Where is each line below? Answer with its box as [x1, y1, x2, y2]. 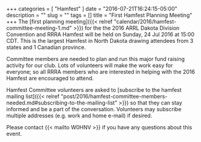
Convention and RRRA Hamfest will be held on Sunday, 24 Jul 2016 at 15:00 [6, 31, 195, 38]
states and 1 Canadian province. [6, 44, 86, 51]
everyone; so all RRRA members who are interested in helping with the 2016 [6, 68, 196, 75]
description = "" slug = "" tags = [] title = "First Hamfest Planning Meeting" [6, 11, 193, 19]
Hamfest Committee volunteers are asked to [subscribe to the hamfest [6, 86, 182, 93]
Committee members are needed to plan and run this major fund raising [6, 56, 185, 62]
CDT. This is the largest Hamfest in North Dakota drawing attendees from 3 [6, 37, 194, 44]
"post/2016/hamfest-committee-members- [61, 93, 168, 100]
